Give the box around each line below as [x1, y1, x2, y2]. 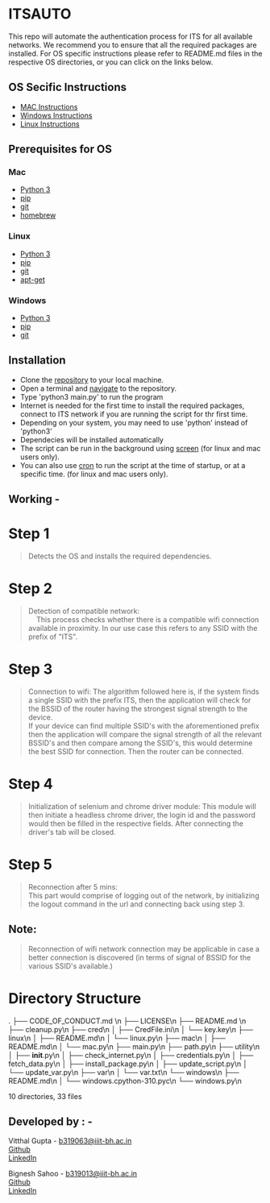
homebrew [19, 210, 56, 220]
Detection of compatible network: [27, 606, 140, 616]
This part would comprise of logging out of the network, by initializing [27, 890, 260, 900]
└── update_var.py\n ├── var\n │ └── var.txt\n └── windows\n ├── [8, 1067, 239, 1076]
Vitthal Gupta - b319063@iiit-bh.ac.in [8, 1136, 132, 1146]
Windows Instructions [19, 110, 93, 120]
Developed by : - [8, 1115, 93, 1129]
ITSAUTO [8, 5, 72, 23]
